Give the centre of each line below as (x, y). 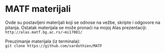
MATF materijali (38, 9)
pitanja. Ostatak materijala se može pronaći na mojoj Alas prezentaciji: (76, 27)
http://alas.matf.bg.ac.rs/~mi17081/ (44, 32)
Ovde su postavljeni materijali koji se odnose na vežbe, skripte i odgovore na (83, 22)
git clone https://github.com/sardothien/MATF (54, 46)
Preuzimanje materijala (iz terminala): (43, 41)
